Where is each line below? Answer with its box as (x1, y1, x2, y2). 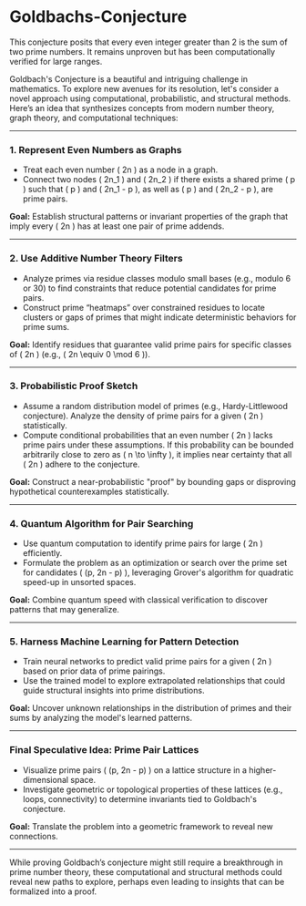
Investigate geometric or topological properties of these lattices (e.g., (22, 784, 283, 795)
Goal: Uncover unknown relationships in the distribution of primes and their (9, 703, 292, 714)
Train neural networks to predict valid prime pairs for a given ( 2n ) (22, 656, 272, 667)
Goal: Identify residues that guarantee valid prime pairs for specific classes (9, 339, 292, 350)
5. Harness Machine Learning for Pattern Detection (9, 635, 240, 648)
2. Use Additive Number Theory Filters (9, 252, 184, 265)
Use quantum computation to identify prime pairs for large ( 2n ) (22, 538, 264, 549)
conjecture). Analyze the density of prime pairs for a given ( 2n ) (22, 410, 264, 421)
